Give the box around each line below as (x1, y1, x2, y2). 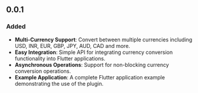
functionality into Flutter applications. (14, 54, 106, 62)
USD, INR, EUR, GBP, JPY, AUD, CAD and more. (14, 42, 131, 49)
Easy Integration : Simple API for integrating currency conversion (14, 49, 173, 56)
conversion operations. (14, 68, 71, 75)
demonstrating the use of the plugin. (14, 80, 104, 87)
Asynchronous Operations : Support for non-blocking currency (14, 61, 170, 68)
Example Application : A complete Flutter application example (14, 73, 165, 81)
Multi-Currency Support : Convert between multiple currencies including (14, 36, 193, 43)
